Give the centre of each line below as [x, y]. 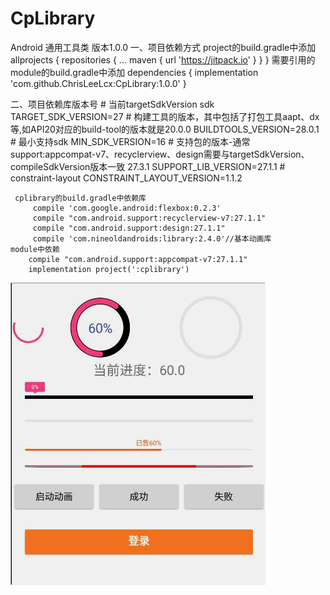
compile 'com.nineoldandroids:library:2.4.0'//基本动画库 [152, 238]
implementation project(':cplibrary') [109, 269]
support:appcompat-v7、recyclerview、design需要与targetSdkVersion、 [160, 154]
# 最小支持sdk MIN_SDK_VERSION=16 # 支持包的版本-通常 [130, 141]
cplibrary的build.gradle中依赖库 [80, 198]
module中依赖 [35, 249]
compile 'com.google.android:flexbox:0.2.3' [127, 208]
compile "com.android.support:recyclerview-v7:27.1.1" [149, 218]
